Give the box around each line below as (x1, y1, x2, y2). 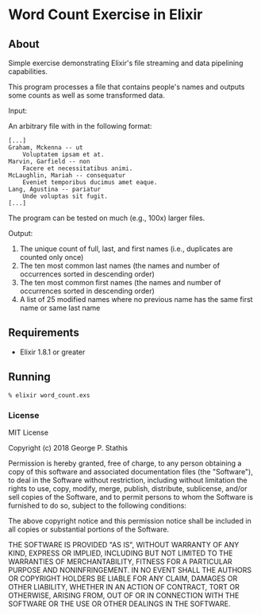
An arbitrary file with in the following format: (8, 122, 152, 130)
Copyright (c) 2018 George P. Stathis (8, 443, 129, 452)
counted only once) (19, 253, 84, 261)
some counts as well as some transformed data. (8, 91, 165, 100)
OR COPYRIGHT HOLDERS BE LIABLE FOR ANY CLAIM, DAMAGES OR (8, 574, 238, 583)
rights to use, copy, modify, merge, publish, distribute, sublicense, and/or (8, 483, 248, 493)
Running (8, 370, 52, 384)
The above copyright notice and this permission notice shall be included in (8, 516, 251, 525)
